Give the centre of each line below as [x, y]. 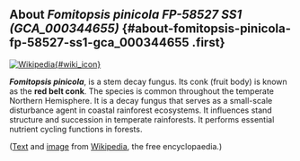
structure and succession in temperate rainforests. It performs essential [142, 119]
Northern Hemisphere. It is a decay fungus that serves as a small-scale [141, 100]
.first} [209, 42]
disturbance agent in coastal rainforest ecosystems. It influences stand [141, 110]
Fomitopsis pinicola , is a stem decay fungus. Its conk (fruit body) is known [148, 81]
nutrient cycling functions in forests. [76, 129]
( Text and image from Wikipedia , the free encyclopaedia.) [116, 146]
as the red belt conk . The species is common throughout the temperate [141, 91]
